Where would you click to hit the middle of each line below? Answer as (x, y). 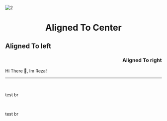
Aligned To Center (83, 28)
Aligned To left (28, 46)
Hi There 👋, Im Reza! (26, 71)
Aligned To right (142, 60)
